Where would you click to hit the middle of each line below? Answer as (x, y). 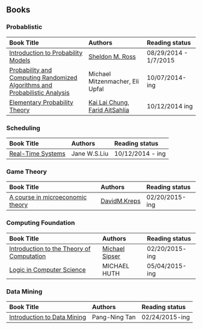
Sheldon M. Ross (112, 57)
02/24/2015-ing (166, 317)
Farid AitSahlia (109, 109)
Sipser (111, 256)
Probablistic (24, 27)
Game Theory (26, 171)
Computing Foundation (41, 223)
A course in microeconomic (48, 197)
